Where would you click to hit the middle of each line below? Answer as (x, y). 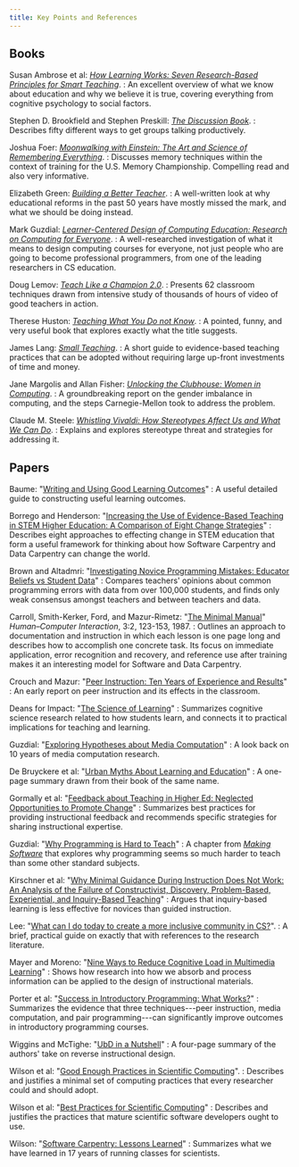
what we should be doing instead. (71, 213)
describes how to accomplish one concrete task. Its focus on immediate (141, 646)
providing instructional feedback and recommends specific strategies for (143, 817)
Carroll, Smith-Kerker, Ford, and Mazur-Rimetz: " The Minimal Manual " (137, 617)
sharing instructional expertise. (66, 827)
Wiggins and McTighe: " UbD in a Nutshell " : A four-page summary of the (143, 1045)
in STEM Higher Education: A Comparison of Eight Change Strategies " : (141, 525)
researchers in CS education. (63, 268)
